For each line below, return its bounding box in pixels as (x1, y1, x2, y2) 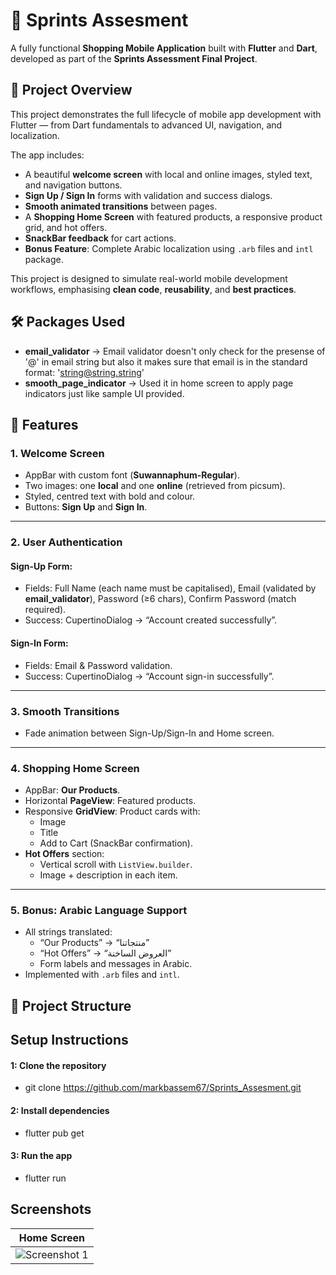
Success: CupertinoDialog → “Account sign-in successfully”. (24, 670, 275, 682)
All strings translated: (24, 926, 113, 938)
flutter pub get (24, 1127, 85, 1139)
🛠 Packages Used (10, 314, 126, 331)
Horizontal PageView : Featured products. (24, 795, 197, 807)
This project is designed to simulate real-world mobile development (10, 272, 288, 284)
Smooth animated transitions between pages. (24, 200, 218, 212)
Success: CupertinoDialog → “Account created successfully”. (24, 614, 278, 626)
